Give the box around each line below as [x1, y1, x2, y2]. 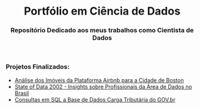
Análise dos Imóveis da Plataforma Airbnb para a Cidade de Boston [14, 76, 184, 83]
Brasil [14, 90, 29, 97]
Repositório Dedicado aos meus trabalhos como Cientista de [10, 26, 194, 35]
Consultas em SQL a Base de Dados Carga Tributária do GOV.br [14, 96, 176, 103]
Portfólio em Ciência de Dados [23, 4, 181, 18]
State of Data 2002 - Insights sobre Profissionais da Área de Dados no [14, 83, 192, 90]
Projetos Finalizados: [6, 63, 70, 71]
